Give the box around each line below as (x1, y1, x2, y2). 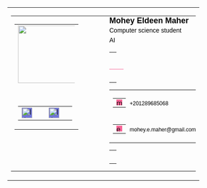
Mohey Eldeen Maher (109, 16, 189, 26)
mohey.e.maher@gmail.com (130, 126, 196, 133)
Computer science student (109, 26, 182, 34)
